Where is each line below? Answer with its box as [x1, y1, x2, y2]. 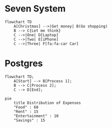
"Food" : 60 [13, 105, 38, 110]
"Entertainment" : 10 [13, 113, 58, 119]
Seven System [4, 3, 66, 14]
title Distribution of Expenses [13, 100, 81, 105]
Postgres [4, 58, 43, 69]
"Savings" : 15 [13, 118, 45, 123]
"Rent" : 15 [13, 109, 38, 114]
